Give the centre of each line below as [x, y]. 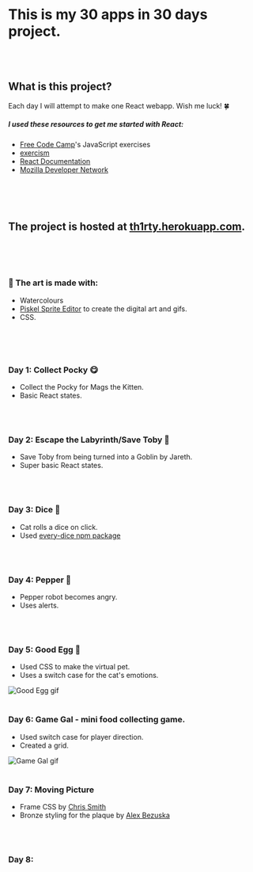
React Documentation [55, 161]
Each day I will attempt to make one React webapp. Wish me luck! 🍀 [119, 105]
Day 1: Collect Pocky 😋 [53, 370]
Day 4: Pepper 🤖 [40, 580]
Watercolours [42, 300]
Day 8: [21, 859]
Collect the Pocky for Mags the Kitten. [81, 387]
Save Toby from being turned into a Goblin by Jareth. [106, 457]
